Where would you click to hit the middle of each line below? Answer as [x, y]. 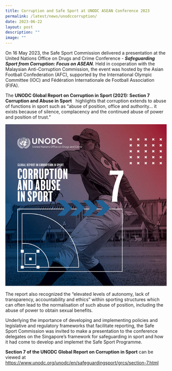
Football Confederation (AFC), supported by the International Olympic [79, 75]
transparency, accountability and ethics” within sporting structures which [82, 299]
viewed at [16, 357]
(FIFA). [12, 85]
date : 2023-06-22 [24, 21]
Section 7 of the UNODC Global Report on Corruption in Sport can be [79, 352]
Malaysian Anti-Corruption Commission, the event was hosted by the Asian [84, 69]
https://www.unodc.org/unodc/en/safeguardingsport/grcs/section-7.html [82, 362]
